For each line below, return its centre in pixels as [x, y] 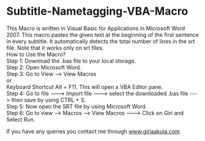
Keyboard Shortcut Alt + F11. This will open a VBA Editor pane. [85, 86]
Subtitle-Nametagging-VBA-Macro [97, 11]
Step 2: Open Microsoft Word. [44, 67]
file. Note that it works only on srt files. [55, 48]
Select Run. [21, 119]
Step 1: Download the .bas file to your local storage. [71, 61]
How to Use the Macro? [36, 54]
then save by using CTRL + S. [49, 100]
